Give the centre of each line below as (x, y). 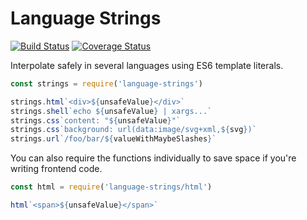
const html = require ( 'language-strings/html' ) (111, 187)
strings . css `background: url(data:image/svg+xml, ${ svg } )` (133, 130)
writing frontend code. (56, 169)
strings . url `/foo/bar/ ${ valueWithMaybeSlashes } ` (113, 139)
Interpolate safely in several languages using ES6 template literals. (147, 65)
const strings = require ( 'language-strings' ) (106, 83)
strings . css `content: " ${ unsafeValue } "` (96, 120)
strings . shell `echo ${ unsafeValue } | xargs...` (111, 111)
